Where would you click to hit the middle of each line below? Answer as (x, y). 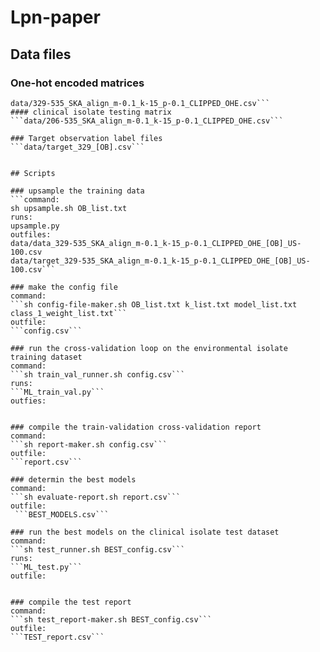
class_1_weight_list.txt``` (69, 313)
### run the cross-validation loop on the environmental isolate (149, 348)
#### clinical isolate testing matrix (91, 112)
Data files (41, 54)
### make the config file (64, 287)
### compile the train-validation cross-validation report (136, 427)
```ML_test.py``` (46, 567)
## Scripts (33, 173)
